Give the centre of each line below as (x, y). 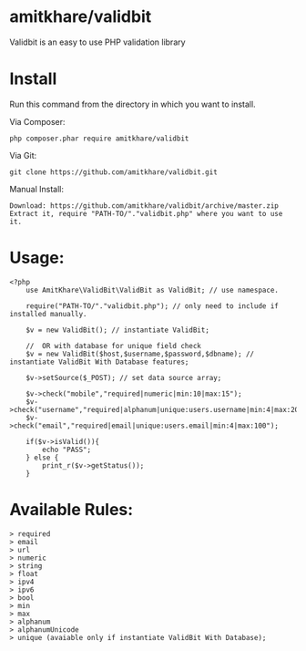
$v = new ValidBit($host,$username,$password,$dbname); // (140, 354)
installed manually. (49, 314)
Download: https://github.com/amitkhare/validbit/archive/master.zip (144, 206)
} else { (42, 458)
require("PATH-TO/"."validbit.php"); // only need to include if (153, 306)
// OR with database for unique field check (114, 346)
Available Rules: (71, 510)
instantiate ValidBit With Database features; (99, 362)
